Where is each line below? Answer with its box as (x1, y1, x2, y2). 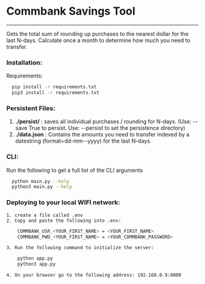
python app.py (17, 255, 53, 261)
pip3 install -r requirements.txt (12, 90, 99, 96)
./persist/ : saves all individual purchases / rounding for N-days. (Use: (15, 118, 192, 126)
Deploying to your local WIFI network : (6, 198, 121, 207)
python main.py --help (12, 178, 70, 184)
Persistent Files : (6, 104, 56, 112)
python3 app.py (17, 261, 56, 268)
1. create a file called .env (6, 212, 84, 218)
